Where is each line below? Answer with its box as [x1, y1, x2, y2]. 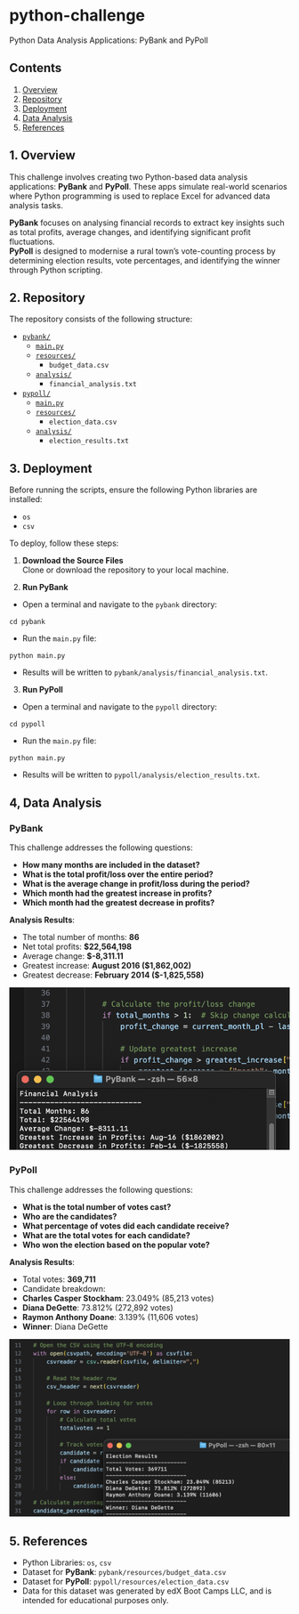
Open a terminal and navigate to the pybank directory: [21, 599, 218, 610]
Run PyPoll [21, 685, 64, 695]
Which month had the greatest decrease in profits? [21, 896, 215, 908]
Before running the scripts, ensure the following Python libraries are [9, 484, 258, 495]
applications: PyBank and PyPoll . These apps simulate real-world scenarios [9, 181, 287, 191]
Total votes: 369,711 [21, 1274, 96, 1285]
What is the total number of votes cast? [21, 1201, 172, 1212]
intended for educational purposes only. [21, 1595, 169, 1606]
